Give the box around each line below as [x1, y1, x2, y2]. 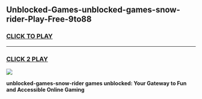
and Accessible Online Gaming [6, 86, 85, 93]
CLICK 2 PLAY [6, 55, 48, 63]
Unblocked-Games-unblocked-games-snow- [6, 5, 180, 15]
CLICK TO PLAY [6, 32, 53, 41]
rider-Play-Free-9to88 [6, 14, 92, 25]
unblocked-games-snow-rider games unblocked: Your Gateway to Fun [6, 79, 187, 86]
